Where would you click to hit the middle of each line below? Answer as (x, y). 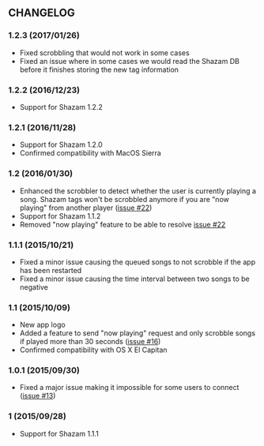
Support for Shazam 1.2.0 (61, 144)
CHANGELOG (41, 13)
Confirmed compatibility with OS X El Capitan (93, 350)
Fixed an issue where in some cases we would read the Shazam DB (129, 61)
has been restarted (51, 270)
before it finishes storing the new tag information (99, 69)
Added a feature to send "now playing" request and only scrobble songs (137, 333)
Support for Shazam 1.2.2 (61, 107)
